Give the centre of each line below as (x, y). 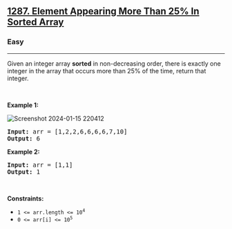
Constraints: (26, 198)
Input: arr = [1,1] (40, 165)
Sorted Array (36, 22)
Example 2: (23, 152)
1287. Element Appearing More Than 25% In (103, 11)
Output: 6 (23, 138)
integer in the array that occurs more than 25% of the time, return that (107, 71)
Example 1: (23, 105)
